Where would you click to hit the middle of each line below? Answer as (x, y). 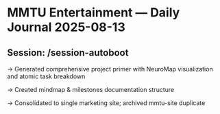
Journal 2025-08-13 (66, 27)
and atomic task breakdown (46, 76)
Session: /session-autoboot (68, 53)
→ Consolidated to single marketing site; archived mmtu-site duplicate (106, 103)
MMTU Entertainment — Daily (94, 13)
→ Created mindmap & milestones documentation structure (91, 90)
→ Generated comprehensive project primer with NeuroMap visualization (110, 69)
